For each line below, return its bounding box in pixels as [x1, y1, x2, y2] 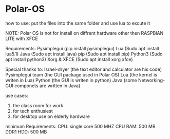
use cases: [5, 92, 28, 98]
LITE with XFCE [5, 35, 39, 42]
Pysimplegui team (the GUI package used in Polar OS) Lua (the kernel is [5, 71, 158, 77]
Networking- [138, 77, 165, 83]
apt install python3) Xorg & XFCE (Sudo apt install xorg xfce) [5, 56, 133, 62]
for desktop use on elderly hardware [12, 113, 90, 120]
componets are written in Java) [14, 83, 81, 89]
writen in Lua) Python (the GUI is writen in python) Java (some [5, 77, 137, 83]
